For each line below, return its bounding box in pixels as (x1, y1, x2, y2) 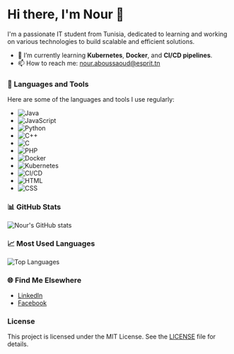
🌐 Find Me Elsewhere (7, 275, 82, 285)
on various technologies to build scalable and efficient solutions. (7, 37, 195, 45)
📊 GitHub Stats (7, 202, 62, 212)
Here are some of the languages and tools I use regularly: (7, 95, 175, 104)
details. (7, 340, 29, 348)
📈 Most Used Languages (7, 239, 95, 249)
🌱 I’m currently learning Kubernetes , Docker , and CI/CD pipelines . (17, 51, 213, 59)
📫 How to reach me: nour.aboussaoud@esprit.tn (17, 59, 160, 67)
